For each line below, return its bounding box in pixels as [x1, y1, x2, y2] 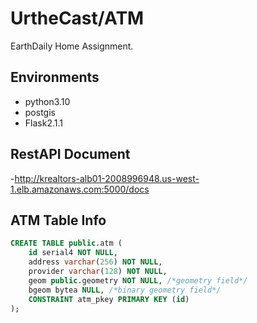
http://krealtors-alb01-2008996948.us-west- [14, 172, 200, 184]
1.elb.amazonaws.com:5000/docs [10, 183, 150, 195]
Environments [10, 69, 100, 86]
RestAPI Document [10, 146, 131, 163]
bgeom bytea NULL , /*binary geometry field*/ [28, 285, 222, 295]
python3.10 [24, 95, 71, 107]
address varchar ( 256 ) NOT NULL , [28, 257, 163, 267]
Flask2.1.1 [24, 117, 63, 129]
